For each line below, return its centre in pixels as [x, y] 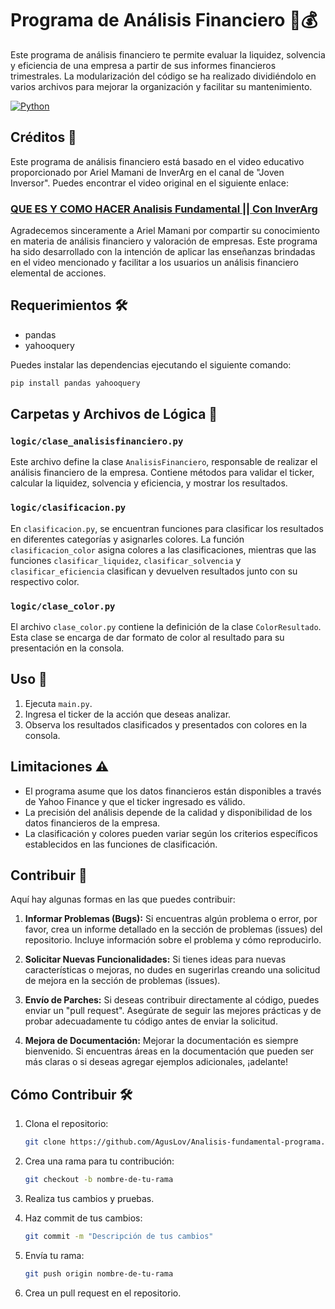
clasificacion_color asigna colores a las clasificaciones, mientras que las [163, 549]
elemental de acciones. [58, 273]
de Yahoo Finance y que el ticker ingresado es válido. [135, 801]
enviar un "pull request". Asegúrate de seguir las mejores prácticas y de [173, 1011]
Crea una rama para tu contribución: [99, 1161]
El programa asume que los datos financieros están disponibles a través [173, 791]
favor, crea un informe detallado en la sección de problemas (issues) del [173, 929]
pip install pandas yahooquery [75, 383]
